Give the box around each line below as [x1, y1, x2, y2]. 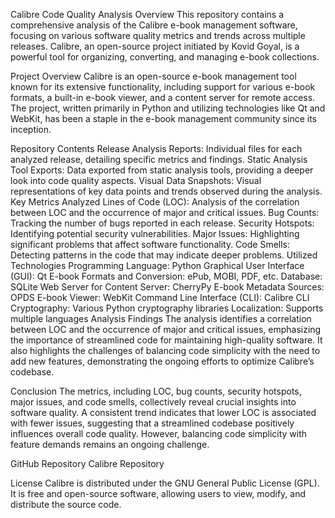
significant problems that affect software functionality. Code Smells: [10, 239, 291, 250]
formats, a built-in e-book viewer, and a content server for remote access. [10, 92, 316, 103]
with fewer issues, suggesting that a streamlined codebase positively [10, 417, 295, 429]
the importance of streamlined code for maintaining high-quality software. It [10, 334, 323, 346]
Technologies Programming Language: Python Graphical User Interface [10, 260, 305, 271]
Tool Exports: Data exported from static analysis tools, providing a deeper [10, 164, 314, 176]
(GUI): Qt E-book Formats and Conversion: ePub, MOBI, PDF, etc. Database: [10, 270, 323, 282]
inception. [10, 124, 52, 135]
